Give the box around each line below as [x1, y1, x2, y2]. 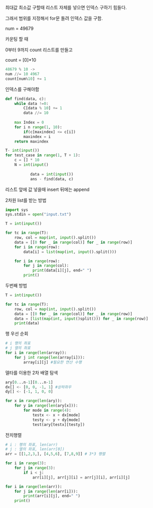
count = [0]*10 [5, 57, 36, 63]
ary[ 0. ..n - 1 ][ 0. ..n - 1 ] [5, 380, 53, 385]
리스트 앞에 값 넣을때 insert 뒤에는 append [5, 186, 90, 192]
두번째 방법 [5, 283, 27, 289]
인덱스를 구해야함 [5, 86, 40, 92]
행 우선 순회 [5, 330, 29, 337]
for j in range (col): [23, 263, 69, 268]
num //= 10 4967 [5, 71, 40, 76]
